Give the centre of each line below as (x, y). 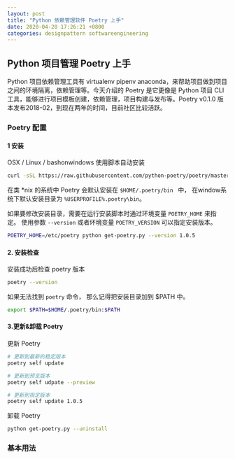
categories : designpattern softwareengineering (78, 33)
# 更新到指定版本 (29, 395)
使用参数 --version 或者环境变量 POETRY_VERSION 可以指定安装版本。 (119, 223)
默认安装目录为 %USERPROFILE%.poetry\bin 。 (82, 199)
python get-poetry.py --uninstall (58, 429)
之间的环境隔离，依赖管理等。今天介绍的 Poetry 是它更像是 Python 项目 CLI (116, 90)
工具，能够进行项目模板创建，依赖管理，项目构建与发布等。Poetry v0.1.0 (112, 99)
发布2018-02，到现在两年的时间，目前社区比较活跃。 (90, 108)
